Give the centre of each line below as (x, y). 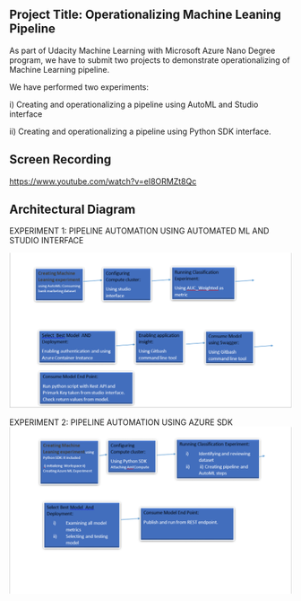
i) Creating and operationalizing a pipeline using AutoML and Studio (134, 104)
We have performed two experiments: (79, 87)
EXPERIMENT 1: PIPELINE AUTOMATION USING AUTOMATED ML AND (139, 231)
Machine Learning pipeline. (60, 69)
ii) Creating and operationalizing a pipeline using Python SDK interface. (140, 131)
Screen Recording (60, 159)
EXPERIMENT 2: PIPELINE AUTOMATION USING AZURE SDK (121, 422)
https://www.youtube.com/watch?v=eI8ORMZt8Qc (103, 181)
